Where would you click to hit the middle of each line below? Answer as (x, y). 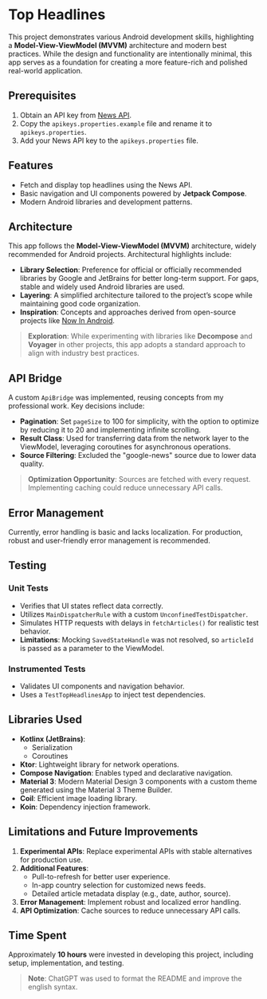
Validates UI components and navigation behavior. (102, 686)
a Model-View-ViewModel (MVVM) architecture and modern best (118, 45)
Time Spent (37, 936)
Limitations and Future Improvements (103, 832)
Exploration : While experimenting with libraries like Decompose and (140, 336)
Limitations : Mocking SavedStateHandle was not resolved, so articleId (136, 639)
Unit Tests (29, 588)
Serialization (52, 747)
